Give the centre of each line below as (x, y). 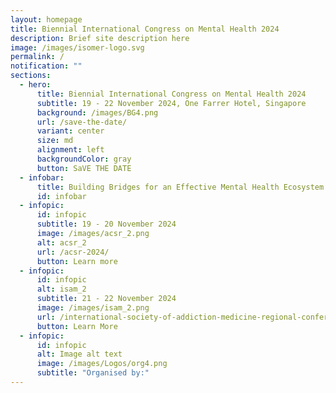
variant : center (70, 131)
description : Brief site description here (100, 38)
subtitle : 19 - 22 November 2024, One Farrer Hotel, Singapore (171, 103)
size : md (55, 141)
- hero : (35, 85)
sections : (31, 76)
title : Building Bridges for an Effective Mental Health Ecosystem (180, 187)
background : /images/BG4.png (97, 112)
